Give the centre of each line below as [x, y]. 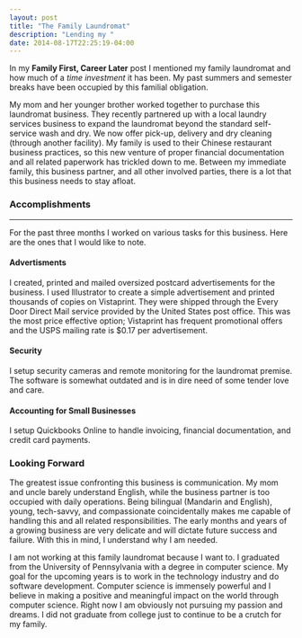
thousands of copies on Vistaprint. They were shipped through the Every [144, 301]
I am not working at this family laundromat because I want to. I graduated [145, 557]
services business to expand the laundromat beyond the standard [131, 124]
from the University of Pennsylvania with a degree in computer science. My [149, 567]
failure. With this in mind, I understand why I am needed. [114, 540]
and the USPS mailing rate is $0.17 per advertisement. [109, 330]
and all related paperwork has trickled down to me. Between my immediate [148, 162]
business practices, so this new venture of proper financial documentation [147, 153]
